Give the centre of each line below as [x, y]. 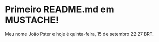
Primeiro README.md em [59, 9]
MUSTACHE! [32, 20]
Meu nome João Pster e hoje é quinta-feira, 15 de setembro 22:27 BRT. [79, 34]
